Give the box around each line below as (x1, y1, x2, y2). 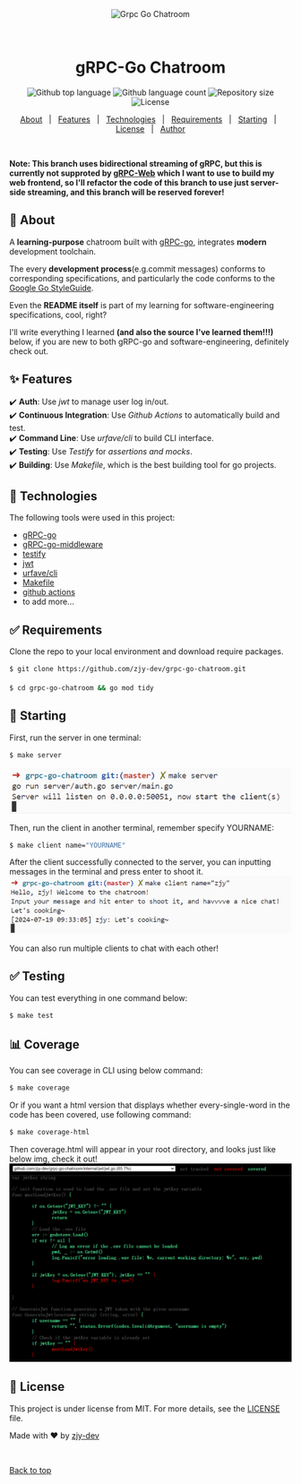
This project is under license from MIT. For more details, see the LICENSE (9, 1402, 280, 1414)
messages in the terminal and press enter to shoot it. (9, 867, 204, 877)
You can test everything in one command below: (9, 992, 188, 1003)
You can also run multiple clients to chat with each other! (9, 943, 219, 953)
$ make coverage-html (9, 1128, 90, 1137)
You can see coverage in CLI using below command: (9, 1066, 203, 1076)
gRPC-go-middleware (21, 539, 104, 550)
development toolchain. (9, 246, 97, 256)
